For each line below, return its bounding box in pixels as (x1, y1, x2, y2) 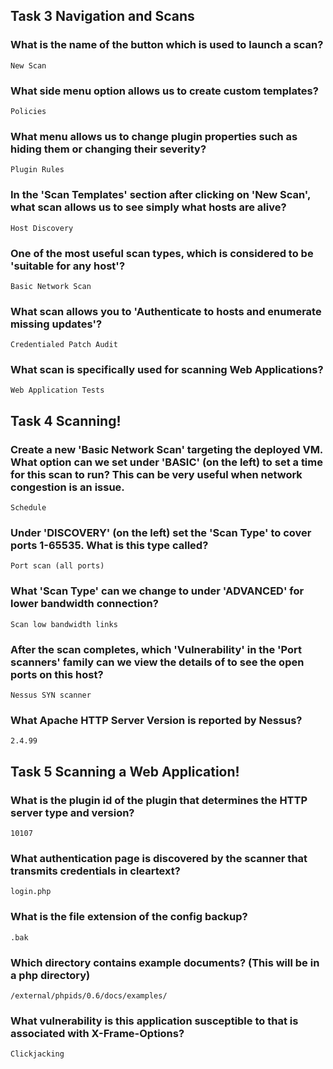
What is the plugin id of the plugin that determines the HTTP (10, 793, 308, 807)
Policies (10, 106, 47, 116)
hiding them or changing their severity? (10, 142, 207, 156)
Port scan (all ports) (10, 561, 105, 571)
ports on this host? (10, 667, 104, 681)
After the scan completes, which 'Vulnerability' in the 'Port (10, 642, 303, 656)
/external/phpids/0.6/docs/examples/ (10, 990, 168, 1001)
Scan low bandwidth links (10, 619, 118, 629)
